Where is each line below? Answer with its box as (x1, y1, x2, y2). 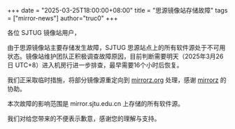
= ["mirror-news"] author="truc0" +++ (7, 14, 118, 22)
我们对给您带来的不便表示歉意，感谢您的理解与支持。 (7, 114, 161, 123)
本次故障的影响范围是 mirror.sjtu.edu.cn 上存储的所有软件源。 (7, 100, 184, 107)
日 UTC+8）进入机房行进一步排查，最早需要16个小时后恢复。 (7, 61, 183, 69)
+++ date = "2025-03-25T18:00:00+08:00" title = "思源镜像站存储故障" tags (7, 6, 228, 14)
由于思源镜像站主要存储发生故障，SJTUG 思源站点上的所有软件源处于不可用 (7, 43, 226, 51)
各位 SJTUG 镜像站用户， (7, 29, 80, 36)
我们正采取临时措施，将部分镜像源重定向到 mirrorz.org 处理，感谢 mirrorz (7, 76, 219, 84)
